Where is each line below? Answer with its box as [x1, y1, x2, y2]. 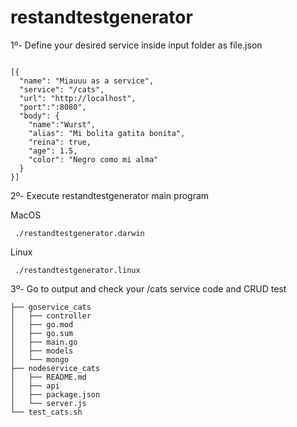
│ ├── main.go [10, 337, 78, 347]
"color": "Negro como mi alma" [28, 154, 159, 165]
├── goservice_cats [10, 302, 92, 312]
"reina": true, [28, 137, 92, 147]
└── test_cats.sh [10, 407, 83, 417]
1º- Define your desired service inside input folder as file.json [10, 39, 263, 51]
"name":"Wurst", [28, 119, 97, 130]
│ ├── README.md [10, 372, 87, 382]
